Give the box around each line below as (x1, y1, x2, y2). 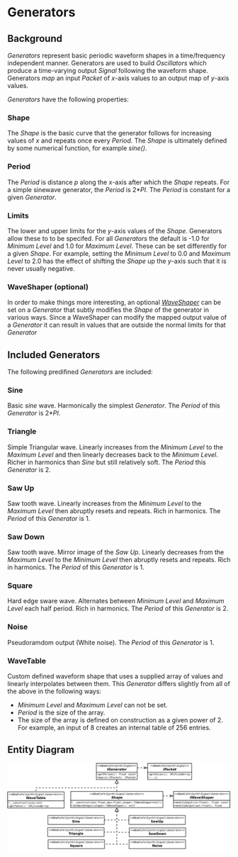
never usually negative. (7, 264, 76, 273)
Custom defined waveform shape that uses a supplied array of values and (7, 672, 223, 680)
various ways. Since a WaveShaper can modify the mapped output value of (7, 313, 227, 322)
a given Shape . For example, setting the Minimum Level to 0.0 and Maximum (7, 249, 231, 257)
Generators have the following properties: (7, 95, 130, 103)
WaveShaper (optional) (7, 281, 89, 291)
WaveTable (7, 656, 46, 666)
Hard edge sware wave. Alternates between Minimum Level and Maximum (7, 597, 225, 605)
